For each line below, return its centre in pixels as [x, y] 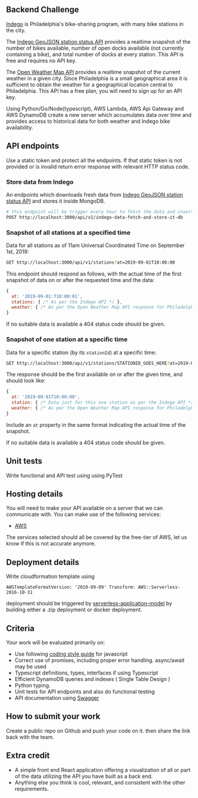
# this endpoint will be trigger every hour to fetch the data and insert [100, 212]
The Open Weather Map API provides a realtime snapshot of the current [93, 72]
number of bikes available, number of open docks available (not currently [95, 48]
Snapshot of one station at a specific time [67, 339]
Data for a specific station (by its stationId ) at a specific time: [81, 352]
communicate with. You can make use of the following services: [83, 514]
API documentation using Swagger [57, 698]
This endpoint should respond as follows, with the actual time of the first [94, 274]
